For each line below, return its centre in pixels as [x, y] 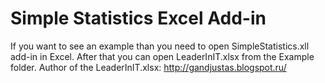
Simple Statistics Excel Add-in [138, 18]
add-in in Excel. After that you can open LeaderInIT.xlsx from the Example [162, 56]
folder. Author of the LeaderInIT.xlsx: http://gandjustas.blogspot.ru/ [148, 67]
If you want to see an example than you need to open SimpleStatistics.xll [160, 46]
